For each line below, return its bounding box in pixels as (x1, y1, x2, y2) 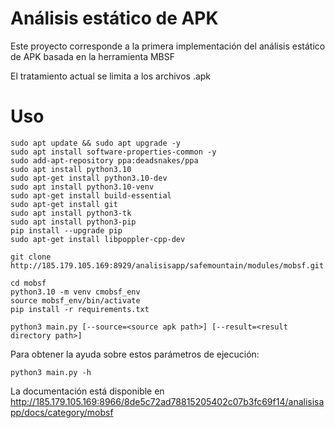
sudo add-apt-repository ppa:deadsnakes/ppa (10, 155, 199, 166)
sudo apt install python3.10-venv (10, 182, 155, 192)
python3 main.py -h (10, 367, 92, 377)
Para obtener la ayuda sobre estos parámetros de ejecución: (10, 348, 260, 360)
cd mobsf (10, 278, 47, 288)
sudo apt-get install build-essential (10, 190, 172, 201)
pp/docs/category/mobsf (10, 406, 114, 418)
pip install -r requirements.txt (10, 304, 150, 314)
